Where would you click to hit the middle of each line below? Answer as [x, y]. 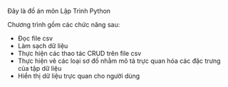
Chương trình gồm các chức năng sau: [64, 24]
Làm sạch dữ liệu [43, 46]
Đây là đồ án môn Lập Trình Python [59, 11]
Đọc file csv [35, 38]
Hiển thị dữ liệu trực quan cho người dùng [79, 76]
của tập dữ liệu [40, 68]
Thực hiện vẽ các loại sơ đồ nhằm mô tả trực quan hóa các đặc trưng [119, 61]
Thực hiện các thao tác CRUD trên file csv [79, 53]
